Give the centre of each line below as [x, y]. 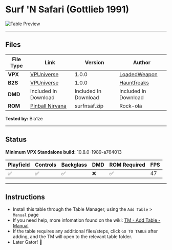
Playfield [19, 165]
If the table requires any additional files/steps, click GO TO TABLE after [85, 231]
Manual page [26, 215]
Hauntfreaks [134, 82]
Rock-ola [131, 105]
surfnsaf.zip [89, 105]
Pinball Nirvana [48, 105]
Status [16, 140]
